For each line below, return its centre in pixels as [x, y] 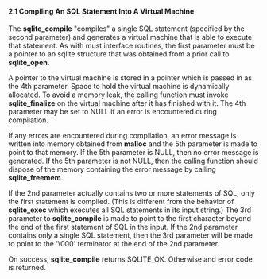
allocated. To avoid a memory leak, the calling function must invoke [118, 95]
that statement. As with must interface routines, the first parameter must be [132, 46]
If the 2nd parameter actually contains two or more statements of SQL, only [132, 193]
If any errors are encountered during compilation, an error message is [122, 136]
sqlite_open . [29, 63]
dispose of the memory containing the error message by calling [112, 169]
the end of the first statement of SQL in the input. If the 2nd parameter [123, 227]
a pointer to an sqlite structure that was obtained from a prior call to [119, 54]
